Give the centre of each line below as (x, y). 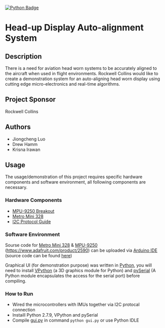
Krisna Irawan (26, 149)
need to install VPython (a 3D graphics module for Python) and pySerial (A (81, 271)
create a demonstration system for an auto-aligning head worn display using (82, 79)
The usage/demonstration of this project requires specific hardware (74, 177)
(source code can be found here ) (39, 256)
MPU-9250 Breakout (33, 211)
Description (23, 56)
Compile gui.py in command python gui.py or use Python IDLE (76, 320)
